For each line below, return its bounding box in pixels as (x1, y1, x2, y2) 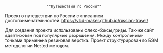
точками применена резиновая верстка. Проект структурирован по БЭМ (5, 37, 159, 43)
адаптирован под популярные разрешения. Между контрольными (5, 33, 144, 38)
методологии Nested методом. (5, 43, 70, 48)
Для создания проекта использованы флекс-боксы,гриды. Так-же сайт (5, 27, 154, 33)
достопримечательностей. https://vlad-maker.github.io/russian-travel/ (5, 18, 149, 23)
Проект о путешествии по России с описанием (5, 13, 103, 18)
